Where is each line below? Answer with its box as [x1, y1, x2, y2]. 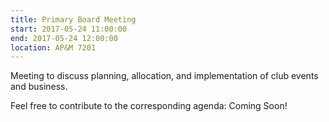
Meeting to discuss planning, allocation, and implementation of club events [10, 70, 319, 82]
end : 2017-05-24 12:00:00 [10, 33, 118, 43]
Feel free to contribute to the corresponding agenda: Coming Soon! [10, 100, 288, 112]
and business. [10, 81, 68, 93]
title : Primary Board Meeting [10, 14, 137, 25]
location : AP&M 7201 [10, 42, 97, 53]
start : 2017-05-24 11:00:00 [10, 24, 128, 34]
